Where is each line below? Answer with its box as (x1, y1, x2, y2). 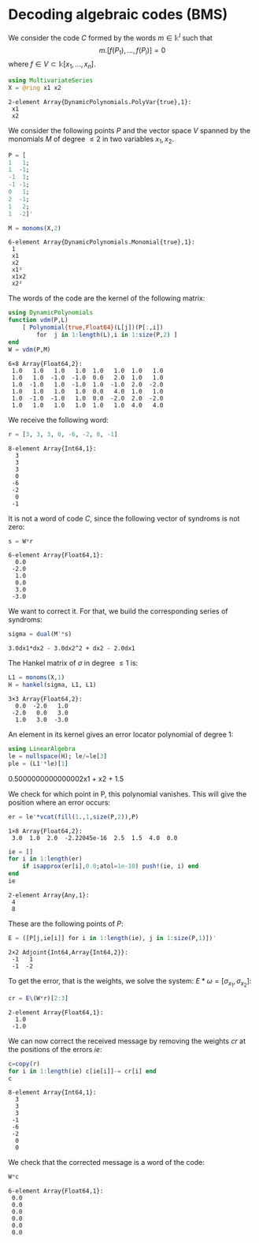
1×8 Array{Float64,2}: (8, 827, 83, 835)
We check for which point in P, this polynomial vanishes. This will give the (8, 789, 247, 798)
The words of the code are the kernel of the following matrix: (8, 293, 205, 303)
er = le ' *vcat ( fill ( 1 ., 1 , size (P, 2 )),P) (8, 812, 139, 821)
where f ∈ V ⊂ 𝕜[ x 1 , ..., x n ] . (8, 59, 96, 71)
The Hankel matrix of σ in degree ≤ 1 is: (8, 659, 139, 668)
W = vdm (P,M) (8, 345, 51, 353)
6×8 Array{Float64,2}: (8, 360, 83, 368)
